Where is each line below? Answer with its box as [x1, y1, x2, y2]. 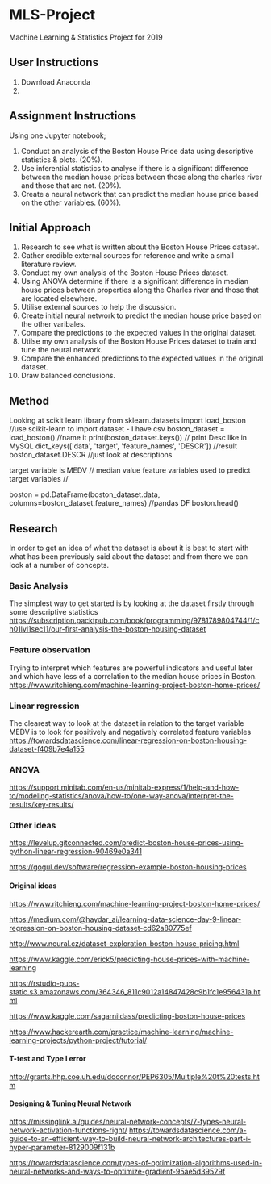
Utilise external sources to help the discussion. [20, 302, 177, 312]
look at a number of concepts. [9, 561, 110, 569]
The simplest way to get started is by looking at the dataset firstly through [9, 598, 255, 608]
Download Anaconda [20, 77, 91, 86]
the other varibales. [20, 319, 86, 329]
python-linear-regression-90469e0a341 [9, 847, 142, 857]
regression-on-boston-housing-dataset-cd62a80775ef [9, 923, 193, 932]
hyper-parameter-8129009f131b [9, 1143, 115, 1153]
